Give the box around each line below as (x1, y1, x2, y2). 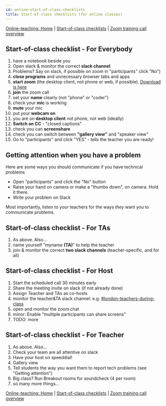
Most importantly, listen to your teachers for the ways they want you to (5, 204, 149, 210)
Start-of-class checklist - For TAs (5, 223, 110, 232)
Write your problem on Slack (12, 194, 71, 200)
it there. (12, 189, 29, 195)
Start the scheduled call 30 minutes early (12, 280, 97, 286)
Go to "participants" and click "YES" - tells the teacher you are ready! (12, 137, 154, 143)
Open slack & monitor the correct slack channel (12, 63, 110, 69)
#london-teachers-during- (101, 295, 155, 301)
